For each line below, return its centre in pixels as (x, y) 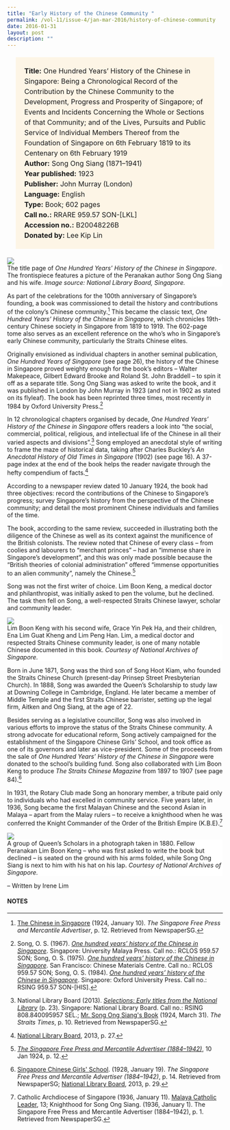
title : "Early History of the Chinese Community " (81, 13)
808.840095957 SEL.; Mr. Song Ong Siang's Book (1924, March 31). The (119, 1015)
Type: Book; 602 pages (62, 205)
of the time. (23, 515)
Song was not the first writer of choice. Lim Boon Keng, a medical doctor (110, 586)
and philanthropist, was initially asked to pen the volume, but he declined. (111, 594)
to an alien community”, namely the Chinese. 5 (71, 573)
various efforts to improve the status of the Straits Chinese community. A (110, 727)
